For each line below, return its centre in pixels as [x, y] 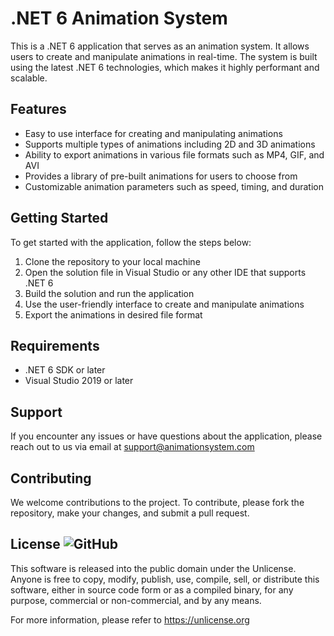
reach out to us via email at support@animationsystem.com [132, 447]
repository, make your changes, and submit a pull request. [130, 513]
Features [38, 109]
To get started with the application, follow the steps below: [131, 242]
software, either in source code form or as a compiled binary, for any [152, 589]
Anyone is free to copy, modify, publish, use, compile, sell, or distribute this [165, 579]
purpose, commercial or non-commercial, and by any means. [136, 600]
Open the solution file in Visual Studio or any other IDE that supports [165, 272]
